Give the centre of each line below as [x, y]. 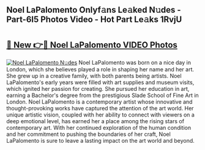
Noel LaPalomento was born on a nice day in [135, 62]
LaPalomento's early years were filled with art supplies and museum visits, [100, 82]
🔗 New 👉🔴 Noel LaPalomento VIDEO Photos [92, 45]
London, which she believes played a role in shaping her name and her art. [100, 69]
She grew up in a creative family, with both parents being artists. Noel [94, 76]
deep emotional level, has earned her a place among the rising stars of [95, 121]
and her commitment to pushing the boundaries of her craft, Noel [89, 134]
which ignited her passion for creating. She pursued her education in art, [98, 89]
